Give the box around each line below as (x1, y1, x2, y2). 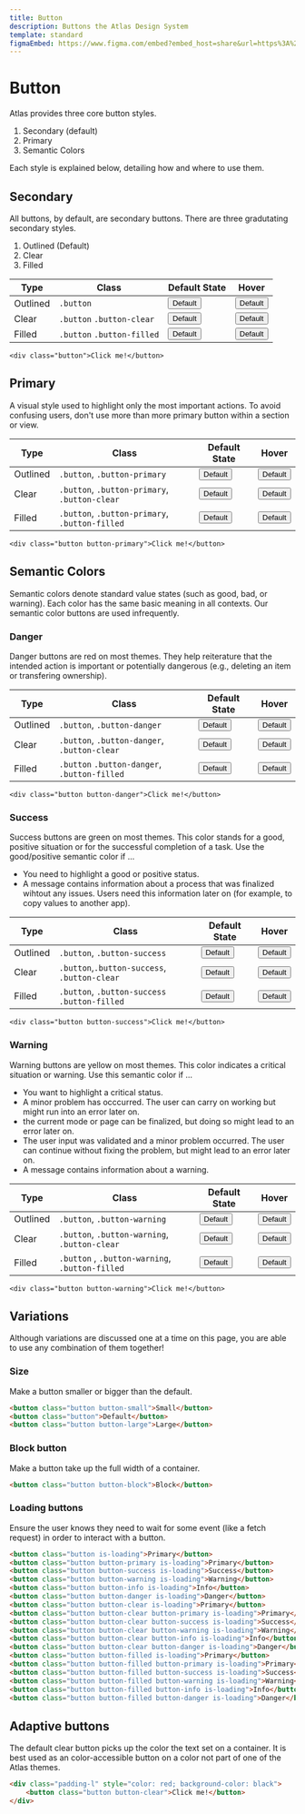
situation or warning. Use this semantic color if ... (9, 1069, 193, 1080)
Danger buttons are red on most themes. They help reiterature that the (9, 650, 272, 661)
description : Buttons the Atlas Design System (9, 22, 189, 31)
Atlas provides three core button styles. (9, 108, 157, 119)
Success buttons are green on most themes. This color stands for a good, (9, 831, 285, 842)
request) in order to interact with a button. (9, 1532, 166, 1543)
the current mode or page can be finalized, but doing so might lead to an (22, 1115, 295, 1126)
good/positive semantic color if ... (9, 852, 135, 862)
